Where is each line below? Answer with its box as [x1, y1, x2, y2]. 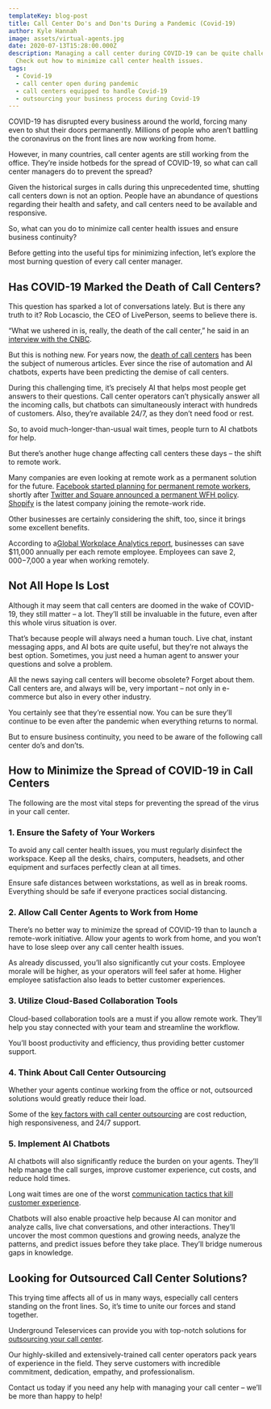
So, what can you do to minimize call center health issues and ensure [8, 224, 239, 234]
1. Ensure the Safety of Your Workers [8, 826, 156, 837]
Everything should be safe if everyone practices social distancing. [8, 886, 227, 896]
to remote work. [8, 458, 61, 467]
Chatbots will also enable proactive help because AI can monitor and [8, 1213, 236, 1223]
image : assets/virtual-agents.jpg [8, 34, 125, 43]
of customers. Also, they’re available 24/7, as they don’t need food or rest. [8, 409, 254, 419]
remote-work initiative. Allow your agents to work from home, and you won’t [8, 934, 261, 943]
